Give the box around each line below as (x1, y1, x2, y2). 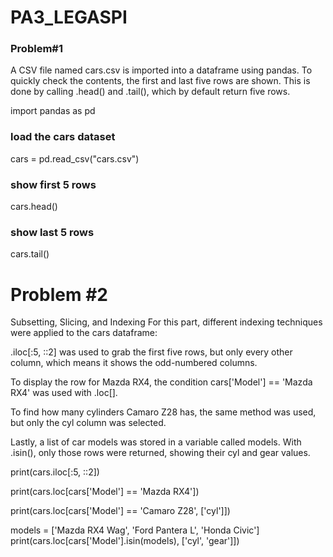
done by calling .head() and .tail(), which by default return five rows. (10, 86, 291, 98)
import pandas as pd (10, 105, 96, 117)
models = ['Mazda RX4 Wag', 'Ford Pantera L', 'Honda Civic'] (10, 524, 260, 536)
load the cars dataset (10, 130, 116, 144)
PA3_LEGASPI (10, 6, 128, 29)
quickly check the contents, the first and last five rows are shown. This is (10, 75, 311, 87)
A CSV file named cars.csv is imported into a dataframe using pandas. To (10, 64, 313, 76)
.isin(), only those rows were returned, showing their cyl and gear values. (10, 447, 311, 459)
